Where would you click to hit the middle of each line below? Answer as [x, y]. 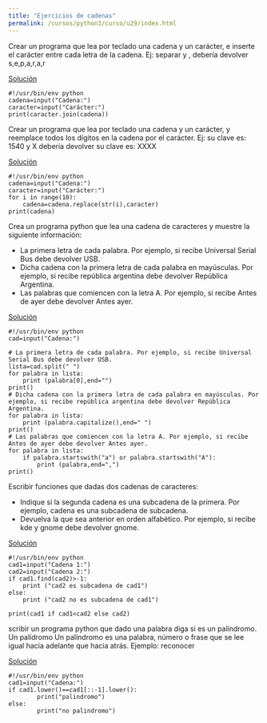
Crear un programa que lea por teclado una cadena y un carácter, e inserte [132, 46]
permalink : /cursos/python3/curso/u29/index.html [93, 23]
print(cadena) [32, 211]
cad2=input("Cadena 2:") [50, 572]
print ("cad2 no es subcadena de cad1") [91, 600]
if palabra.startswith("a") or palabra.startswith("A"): [120, 457]
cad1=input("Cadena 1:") [50, 564]
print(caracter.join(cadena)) [59, 114]
